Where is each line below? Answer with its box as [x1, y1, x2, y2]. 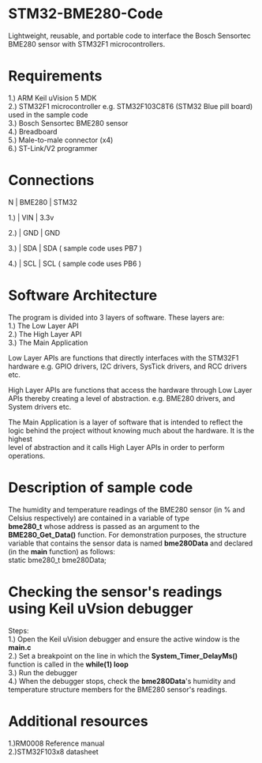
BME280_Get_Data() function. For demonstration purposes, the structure [8, 530, 247, 539]
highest [8, 434, 33, 444]
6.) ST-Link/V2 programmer [8, 143, 98, 153]
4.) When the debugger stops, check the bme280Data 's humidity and [8, 676, 236, 686]
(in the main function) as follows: [8, 546, 116, 556]
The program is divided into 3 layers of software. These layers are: [8, 312, 225, 322]
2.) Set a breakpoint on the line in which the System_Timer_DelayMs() [8, 651, 238, 660]
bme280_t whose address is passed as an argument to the [8, 521, 200, 531]
